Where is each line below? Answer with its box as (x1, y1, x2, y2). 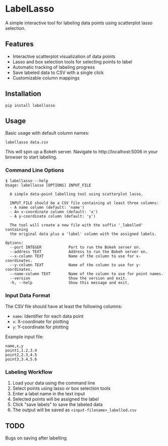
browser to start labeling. (5, 154, 58, 160)
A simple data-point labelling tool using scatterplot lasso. (10, 191, 143, 196)
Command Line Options (5, 167, 65, 174)
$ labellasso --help (5, 178, 49, 183)
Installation (5, 90, 41, 98)
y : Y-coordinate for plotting (12, 323, 69, 330)
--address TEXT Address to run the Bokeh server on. (10, 249, 148, 254)
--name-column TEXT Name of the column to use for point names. (10, 271, 164, 276)
